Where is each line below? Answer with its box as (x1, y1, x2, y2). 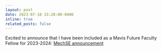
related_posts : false (5, 21, 51, 26)
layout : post (5, 7, 33, 12)
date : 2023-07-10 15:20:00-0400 (5, 12, 74, 17)
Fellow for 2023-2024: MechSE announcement (5, 40, 104, 46)
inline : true (5, 16, 33, 21)
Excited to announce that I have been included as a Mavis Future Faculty (5, 35, 157, 41)
